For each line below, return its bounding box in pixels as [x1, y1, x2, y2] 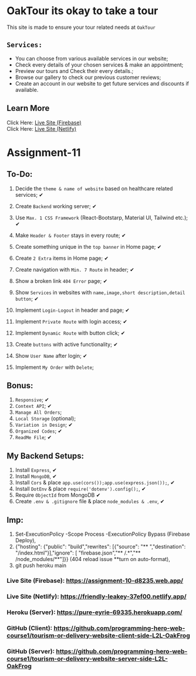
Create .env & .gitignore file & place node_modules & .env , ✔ [15, 498, 165, 505]
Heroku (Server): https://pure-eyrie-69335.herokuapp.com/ [6, 608, 183, 616]
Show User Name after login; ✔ [15, 352, 87, 359]
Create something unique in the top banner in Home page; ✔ [15, 243, 162, 250]
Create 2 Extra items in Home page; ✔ [15, 255, 109, 262]
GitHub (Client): [6, 624, 53, 632]
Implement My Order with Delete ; [15, 364, 94, 371]
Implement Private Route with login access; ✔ [15, 318, 128, 325]
